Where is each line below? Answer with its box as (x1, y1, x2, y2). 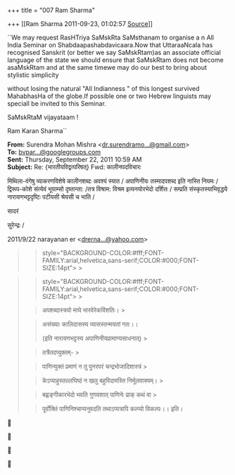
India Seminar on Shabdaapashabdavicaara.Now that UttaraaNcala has (7, 41, 213, 49)
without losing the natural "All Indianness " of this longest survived (7, 85, 200, 92)
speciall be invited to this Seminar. (7, 99, 107, 108)
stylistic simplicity (7, 70, 59, 79)
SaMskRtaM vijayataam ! (7, 113, 79, 121)
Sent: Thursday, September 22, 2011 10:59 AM (7, 155, 142, 164)
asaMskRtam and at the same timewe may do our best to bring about (7, 63, 208, 71)
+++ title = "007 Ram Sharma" (7, 6, 96, 14)
